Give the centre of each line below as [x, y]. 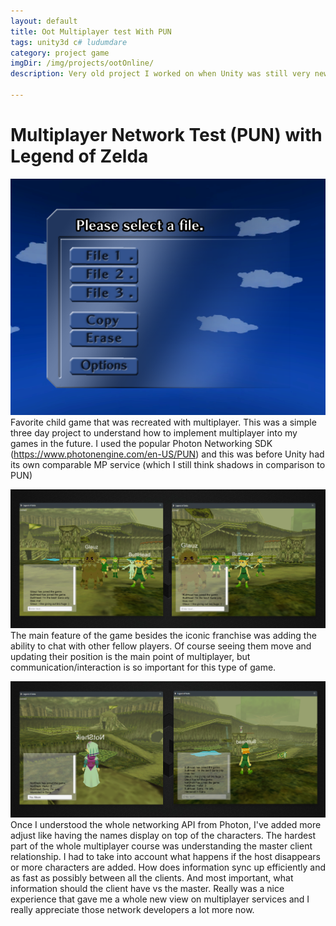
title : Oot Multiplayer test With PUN [91, 31]
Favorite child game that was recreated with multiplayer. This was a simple [163, 422]
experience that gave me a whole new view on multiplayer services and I [160, 899]
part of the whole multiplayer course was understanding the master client [161, 846]
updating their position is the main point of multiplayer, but [130, 657]
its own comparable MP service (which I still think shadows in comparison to [168, 465]
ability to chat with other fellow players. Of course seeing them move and [161, 646]
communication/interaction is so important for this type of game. [143, 667]
